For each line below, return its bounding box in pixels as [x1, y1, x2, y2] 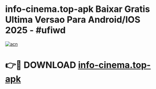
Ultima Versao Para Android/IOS [5, 14, 141, 25]
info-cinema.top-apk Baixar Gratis [5, 3, 151, 15]
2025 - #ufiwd [5, 25, 66, 36]
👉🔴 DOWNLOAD [5, 60, 76, 71]
